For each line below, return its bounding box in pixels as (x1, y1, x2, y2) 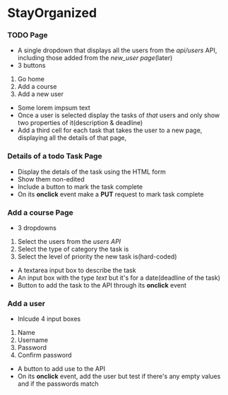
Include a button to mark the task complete (17, 182, 143, 191)
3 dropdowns (17, 224, 56, 232)
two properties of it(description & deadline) (17, 119, 143, 127)
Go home (17, 75, 44, 83)
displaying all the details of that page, (17, 134, 127, 142)
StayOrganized (7, 5, 97, 21)
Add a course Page (7, 207, 73, 217)
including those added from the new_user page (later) (17, 54, 173, 62)
